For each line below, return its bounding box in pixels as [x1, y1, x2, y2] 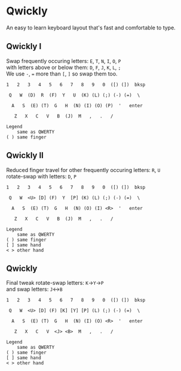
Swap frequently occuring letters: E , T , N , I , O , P [6, 57, 121, 64]
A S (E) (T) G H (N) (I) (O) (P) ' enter [11, 102, 143, 108]
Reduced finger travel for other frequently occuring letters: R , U [6, 166, 161, 173]
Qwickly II [6, 150, 44, 161]
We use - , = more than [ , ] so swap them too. [6, 70, 118, 77]
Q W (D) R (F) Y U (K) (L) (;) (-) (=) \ [8, 92, 140, 98]
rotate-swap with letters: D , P [6, 173, 76, 180]
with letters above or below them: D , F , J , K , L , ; [6, 64, 121, 71]
